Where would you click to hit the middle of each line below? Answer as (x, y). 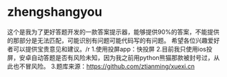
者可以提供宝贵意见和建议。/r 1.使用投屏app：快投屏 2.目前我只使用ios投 (110, 49)
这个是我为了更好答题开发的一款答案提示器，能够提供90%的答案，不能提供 (113, 32)
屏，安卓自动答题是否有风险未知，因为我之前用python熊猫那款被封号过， (110, 57)
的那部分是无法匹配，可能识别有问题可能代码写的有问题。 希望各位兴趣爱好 (113, 40)
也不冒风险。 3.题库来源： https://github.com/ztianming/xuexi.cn (104, 66)
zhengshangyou (55, 12)
